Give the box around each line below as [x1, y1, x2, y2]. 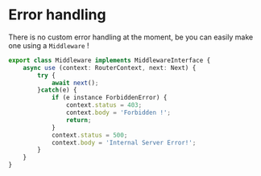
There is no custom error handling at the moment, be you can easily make [8, 32, 254, 42]
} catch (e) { [37, 86, 78, 94]
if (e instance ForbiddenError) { [51, 94, 168, 102]
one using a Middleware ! [8, 40, 89, 50]
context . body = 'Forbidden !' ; [65, 108, 172, 117]
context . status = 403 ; [65, 101, 143, 109]
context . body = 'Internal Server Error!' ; [51, 138, 197, 146]
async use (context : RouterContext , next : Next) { [23, 63, 197, 72]
